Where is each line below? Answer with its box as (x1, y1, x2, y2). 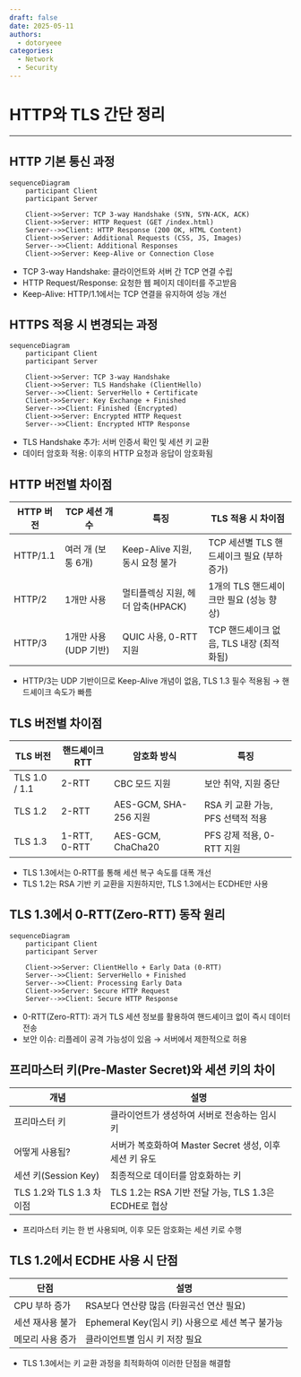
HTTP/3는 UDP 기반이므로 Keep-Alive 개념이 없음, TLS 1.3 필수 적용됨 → (21, 675, 280, 686)
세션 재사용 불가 (13, 1316, 77, 1329)
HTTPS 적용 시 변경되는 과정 (9, 318, 159, 333)
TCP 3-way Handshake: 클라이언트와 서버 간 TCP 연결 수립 (21, 266, 233, 276)
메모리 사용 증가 (13, 1333, 77, 1346)
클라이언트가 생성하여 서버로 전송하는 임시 (110, 1109, 278, 1121)
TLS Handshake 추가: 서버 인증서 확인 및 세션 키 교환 (21, 437, 210, 448)
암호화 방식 (133, 750, 177, 763)
